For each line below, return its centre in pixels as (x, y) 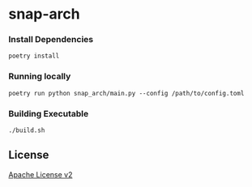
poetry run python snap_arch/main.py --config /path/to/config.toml (126, 93)
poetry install (34, 56)
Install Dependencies (51, 40)
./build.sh (27, 130)
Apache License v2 (41, 174)
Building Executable (49, 113)
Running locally (40, 76)
